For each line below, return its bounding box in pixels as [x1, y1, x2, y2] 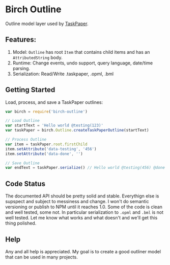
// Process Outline [5, 137, 47, 142]
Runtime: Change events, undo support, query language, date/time [12, 60, 153, 66]
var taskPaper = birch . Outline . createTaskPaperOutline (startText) [5, 128, 149, 133]
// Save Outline [5, 160, 40, 166]
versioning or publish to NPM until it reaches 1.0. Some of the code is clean [5, 204, 163, 210]
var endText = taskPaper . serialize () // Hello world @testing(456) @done [5, 165, 165, 170]
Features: [5, 35, 37, 44]
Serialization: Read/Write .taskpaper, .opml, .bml [12, 71, 114, 77]
